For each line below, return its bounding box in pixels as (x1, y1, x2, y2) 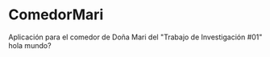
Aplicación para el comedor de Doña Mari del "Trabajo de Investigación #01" (8, 32, 263, 42)
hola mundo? (8, 40, 52, 50)
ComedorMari (8, 6, 104, 24)
